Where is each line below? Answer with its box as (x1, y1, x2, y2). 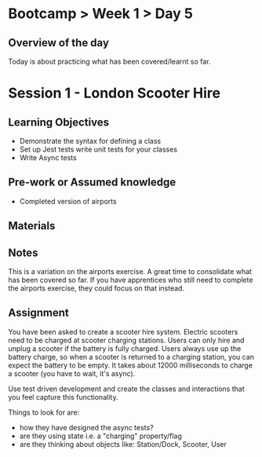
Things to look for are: (8, 408, 80, 417)
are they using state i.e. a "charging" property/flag (19, 431, 183, 441)
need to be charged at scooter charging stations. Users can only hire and (8, 335, 245, 345)
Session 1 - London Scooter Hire (8, 84, 221, 102)
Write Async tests (19, 153, 77, 162)
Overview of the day (8, 36, 110, 49)
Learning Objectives (8, 115, 110, 129)
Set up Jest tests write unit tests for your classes (19, 144, 178, 154)
